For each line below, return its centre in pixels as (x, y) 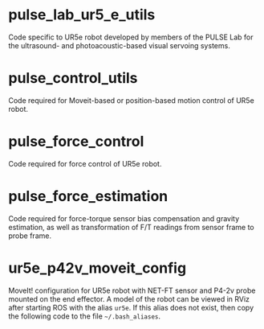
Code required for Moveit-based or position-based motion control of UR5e (131, 100)
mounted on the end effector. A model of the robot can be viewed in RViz (129, 298)
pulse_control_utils (73, 78)
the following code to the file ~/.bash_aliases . (84, 316)
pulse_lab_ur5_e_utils (82, 15)
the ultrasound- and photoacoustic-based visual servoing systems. (119, 45)
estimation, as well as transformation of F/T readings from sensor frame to (131, 227)
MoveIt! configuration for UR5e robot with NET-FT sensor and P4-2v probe (132, 290)
